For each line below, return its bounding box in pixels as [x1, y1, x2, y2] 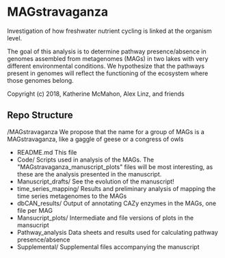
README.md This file [16, 148, 77, 156]
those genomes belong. [7, 76, 74, 84]
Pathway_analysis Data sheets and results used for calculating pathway [16, 228, 219, 236]
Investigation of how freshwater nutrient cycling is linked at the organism [7, 27, 212, 35]
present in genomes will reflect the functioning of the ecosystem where [7, 69, 209, 77]
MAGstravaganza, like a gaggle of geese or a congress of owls [7, 135, 184, 143]
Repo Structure [7, 109, 73, 121]
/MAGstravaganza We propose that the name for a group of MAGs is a [7, 127, 205, 136]
